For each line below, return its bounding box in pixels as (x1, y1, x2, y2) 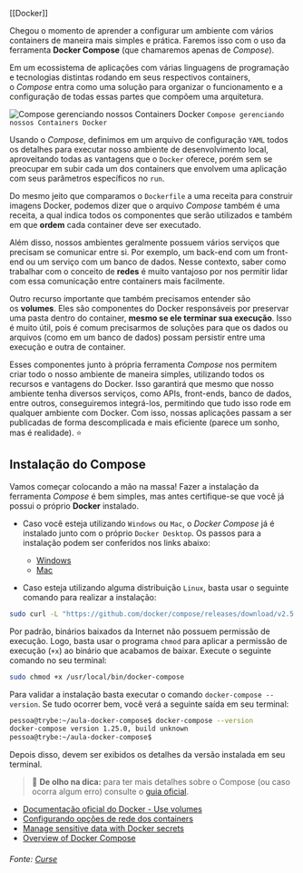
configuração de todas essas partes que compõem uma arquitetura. (9, 91, 264, 102)
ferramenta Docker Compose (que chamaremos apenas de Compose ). (9, 45, 275, 55)
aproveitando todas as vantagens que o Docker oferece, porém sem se (9, 154, 273, 164)
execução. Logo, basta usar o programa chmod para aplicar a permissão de (9, 635, 288, 646)
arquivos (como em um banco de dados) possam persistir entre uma (9, 332, 266, 342)
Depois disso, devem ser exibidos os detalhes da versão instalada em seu (9, 749, 286, 760)
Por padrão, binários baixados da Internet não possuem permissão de (9, 626, 270, 637)
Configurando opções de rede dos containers (22, 813, 193, 825)
